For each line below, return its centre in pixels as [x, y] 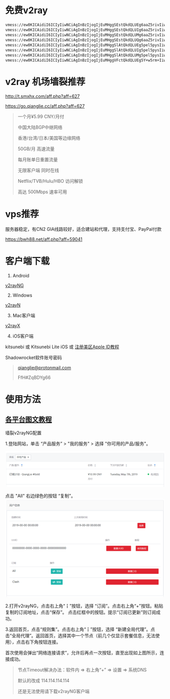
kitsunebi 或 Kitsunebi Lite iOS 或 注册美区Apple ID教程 [62, 347]
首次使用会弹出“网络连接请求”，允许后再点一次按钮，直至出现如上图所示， [83, 653]
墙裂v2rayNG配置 [24, 433]
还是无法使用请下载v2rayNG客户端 [54, 691]
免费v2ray [27, 10]
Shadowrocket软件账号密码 [34, 357]
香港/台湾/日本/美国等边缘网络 [49, 138]
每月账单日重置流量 [38, 159]
